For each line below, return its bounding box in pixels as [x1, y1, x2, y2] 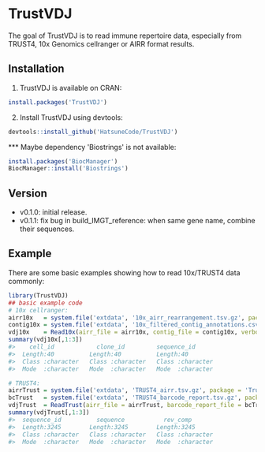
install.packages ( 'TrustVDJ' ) [8, 98, 108, 106]
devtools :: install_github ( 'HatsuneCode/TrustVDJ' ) [8, 128, 178, 136]
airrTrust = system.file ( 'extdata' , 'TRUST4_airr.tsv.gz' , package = [8, 387, 242, 394]
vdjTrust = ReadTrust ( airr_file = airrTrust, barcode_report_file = [8, 402, 242, 409]
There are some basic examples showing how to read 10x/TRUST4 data [8, 267, 241, 277]
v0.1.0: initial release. [19, 207, 88, 217]
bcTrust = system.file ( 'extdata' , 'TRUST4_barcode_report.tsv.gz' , [8, 394, 242, 402]
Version [8, 186, 47, 200]
